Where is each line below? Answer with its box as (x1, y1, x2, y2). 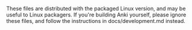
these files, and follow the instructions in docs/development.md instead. (6, 18, 186, 24)
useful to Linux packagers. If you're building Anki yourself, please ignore (6, 11, 187, 18)
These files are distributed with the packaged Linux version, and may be (6, 5, 186, 12)
